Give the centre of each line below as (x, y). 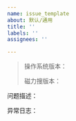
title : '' (21, 26)
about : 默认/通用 (30, 20)
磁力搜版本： (42, 81)
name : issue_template (38, 14)
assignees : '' (28, 40)
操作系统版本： (45, 66)
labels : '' (23, 33)
